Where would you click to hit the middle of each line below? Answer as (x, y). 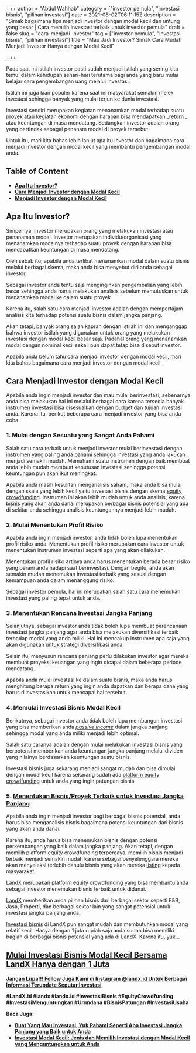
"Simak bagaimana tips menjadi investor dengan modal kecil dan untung (93, 21)
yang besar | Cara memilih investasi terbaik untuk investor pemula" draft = (96, 27)
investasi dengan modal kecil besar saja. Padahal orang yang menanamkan (97, 339)
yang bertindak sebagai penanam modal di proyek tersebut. (78, 129)
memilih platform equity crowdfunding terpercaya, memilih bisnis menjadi (94, 853)
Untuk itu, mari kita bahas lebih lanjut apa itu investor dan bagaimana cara (95, 140)
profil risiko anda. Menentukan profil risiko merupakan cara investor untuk (95, 544)
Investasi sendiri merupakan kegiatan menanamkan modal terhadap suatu (95, 110)
